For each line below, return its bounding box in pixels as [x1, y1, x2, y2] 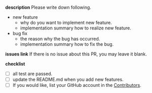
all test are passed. [12, 71, 52, 77]
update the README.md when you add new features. [12, 76, 124, 83]
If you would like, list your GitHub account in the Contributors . [12, 82, 142, 88]
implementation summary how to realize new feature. [20, 25, 132, 31]
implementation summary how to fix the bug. [20, 41, 114, 47]
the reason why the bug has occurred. [20, 36, 100, 42]
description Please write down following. [5, 5, 91, 10]
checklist [5, 61, 25, 67]
